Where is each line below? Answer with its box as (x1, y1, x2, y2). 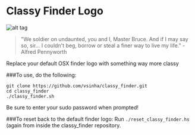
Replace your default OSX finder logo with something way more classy (6, 60, 180, 67)
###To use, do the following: (6, 71, 77, 78)
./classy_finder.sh (6, 93, 55, 99)
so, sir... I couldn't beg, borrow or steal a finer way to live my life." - (20, 42, 185, 49)
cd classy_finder (6, 88, 49, 94)
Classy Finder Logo (6, 4, 104, 18)
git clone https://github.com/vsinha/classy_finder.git (6, 82, 147, 89)
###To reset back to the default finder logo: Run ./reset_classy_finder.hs (6, 115, 190, 122)
